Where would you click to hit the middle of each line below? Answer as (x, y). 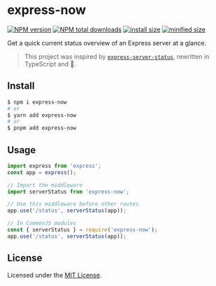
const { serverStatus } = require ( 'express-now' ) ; (82, 230)
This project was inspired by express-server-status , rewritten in (117, 56)
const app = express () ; (42, 172)
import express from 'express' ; (54, 166)
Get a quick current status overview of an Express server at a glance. (107, 43)
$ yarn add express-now (42, 115)
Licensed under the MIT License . (55, 275)
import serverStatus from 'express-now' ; (69, 192)
